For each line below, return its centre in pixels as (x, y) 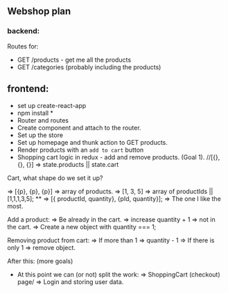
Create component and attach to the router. (79, 127)
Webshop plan (39, 11)
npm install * (35, 113)
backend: (24, 31)
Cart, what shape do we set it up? (55, 178)
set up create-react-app (52, 105)
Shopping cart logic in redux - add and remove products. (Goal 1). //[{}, (119, 157)
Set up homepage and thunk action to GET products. (93, 142)
